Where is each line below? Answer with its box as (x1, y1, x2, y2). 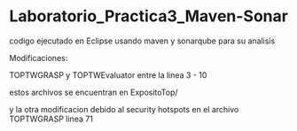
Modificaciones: (9, 52, 68, 63)
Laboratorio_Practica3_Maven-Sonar (9, 6, 288, 27)
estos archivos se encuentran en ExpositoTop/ (9, 87, 179, 97)
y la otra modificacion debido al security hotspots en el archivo (9, 104, 239, 114)
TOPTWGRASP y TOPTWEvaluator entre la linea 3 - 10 (9, 69, 207, 81)
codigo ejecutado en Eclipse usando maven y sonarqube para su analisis (9, 35, 276, 46)
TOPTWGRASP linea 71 (9, 113, 93, 124)
